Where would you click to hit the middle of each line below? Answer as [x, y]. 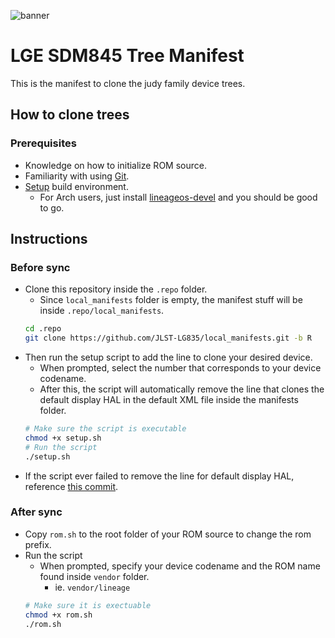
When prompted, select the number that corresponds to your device [180, 368]
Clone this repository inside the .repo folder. [116, 289]
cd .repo [43, 329]
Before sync [40, 267]
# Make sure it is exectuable [88, 605]
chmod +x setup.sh [63, 438]
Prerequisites [43, 143]
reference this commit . [71, 486]
